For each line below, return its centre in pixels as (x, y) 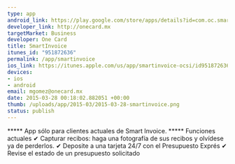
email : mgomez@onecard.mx (45, 91)
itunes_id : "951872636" (42, 53)
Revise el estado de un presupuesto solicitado (74, 153)
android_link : (28, 20)
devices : (20, 72)
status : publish (31, 111)
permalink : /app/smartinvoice (51, 59)
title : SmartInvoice (37, 46)
